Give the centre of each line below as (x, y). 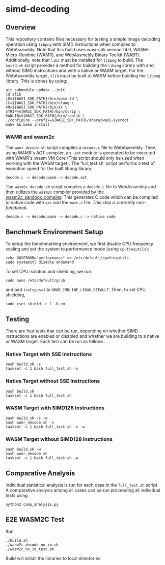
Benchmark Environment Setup (55, 232)
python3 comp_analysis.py (32, 504)
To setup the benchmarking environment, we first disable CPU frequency (80, 244)
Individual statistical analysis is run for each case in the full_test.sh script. (82, 485)
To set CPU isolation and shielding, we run (48, 272)
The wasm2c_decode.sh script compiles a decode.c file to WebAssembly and (81, 187)
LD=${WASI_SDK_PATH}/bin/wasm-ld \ (42, 99)
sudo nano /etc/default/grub (35, 281)
